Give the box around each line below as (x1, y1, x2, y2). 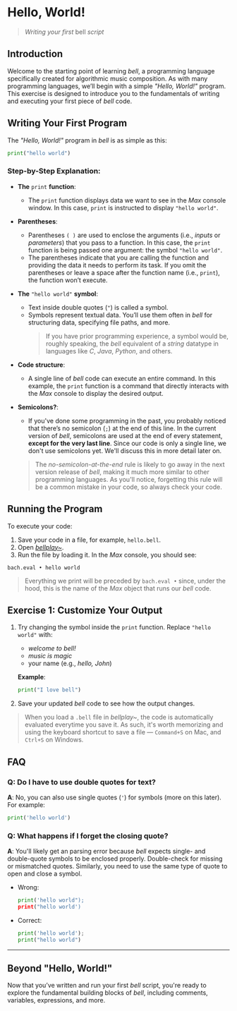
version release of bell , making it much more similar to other (35, 467, 209, 476)
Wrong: (17, 883, 39, 892)
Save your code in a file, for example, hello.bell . (17, 535, 161, 544)
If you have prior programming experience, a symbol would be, (45, 332, 229, 340)
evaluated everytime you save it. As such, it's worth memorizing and (24, 720, 224, 729)
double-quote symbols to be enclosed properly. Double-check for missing (7, 854, 223, 863)
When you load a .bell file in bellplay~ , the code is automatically (24, 713, 214, 722)
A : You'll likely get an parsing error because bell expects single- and (7, 847, 206, 856)
